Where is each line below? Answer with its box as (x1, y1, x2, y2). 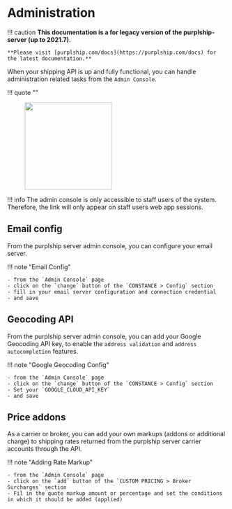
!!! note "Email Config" (7, 262, 71, 271)
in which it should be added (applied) (7, 496, 123, 503)
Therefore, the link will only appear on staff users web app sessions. (7, 203, 203, 211)
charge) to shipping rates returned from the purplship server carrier (7, 437, 201, 445)
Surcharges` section (7, 484, 68, 491)
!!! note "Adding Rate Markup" (7, 458, 93, 466)
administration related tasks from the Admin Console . (7, 75, 157, 83)
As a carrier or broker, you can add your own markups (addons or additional (7, 430, 226, 438)
